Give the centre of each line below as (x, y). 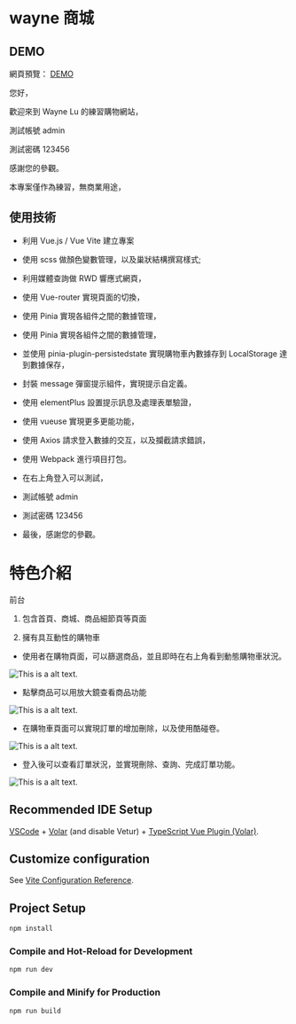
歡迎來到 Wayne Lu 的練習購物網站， (76, 111)
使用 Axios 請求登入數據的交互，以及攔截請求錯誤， (116, 440)
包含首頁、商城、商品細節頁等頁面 (84, 618)
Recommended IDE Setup (81, 810)
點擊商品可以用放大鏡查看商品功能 (84, 692)
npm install (31, 929)
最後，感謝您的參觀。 (61, 534)
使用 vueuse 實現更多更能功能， (80, 421)
